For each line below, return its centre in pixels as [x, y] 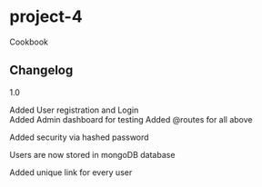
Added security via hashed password [79, 137]
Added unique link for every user [71, 172]
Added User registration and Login [74, 110]
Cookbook [29, 42]
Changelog [41, 70]
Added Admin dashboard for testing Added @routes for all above [131, 119]
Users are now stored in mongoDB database [92, 154]
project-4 [46, 17]
